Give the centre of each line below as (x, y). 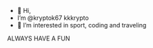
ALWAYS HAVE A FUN (39, 38)
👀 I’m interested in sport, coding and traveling (82, 25)
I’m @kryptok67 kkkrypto (53, 18)
